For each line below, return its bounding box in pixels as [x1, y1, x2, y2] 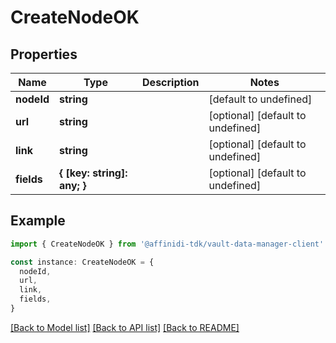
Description [142, 76, 200, 89]
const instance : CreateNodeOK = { [10, 257, 155, 267]
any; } [58, 179, 87, 192]
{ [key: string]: [58, 166, 128, 180]
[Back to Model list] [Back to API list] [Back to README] [10, 321, 240, 333]
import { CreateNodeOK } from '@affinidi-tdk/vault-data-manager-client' [10, 239, 325, 249]
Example [10, 212, 66, 230]
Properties [10, 46, 78, 63]
